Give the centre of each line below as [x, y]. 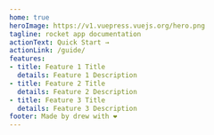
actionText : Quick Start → [59, 42]
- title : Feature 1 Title [57, 67]
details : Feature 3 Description [78, 108]
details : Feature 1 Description [78, 75]
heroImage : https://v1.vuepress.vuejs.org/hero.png [107, 26]
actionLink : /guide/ [48, 51]
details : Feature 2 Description [78, 91]
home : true [29, 17]
